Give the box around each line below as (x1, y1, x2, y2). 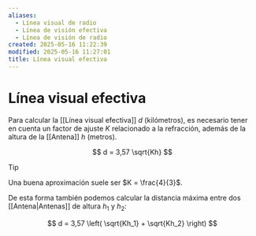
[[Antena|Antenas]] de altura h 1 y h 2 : (8, 201, 128, 212)
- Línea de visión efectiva (15, 26, 108, 34)
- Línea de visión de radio (15, 33, 108, 42)
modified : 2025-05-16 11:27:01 (8, 48, 111, 56)
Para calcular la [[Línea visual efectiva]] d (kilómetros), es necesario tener (8, 115, 248, 124)
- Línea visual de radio (15, 19, 97, 27)
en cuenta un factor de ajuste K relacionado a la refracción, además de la (8, 124, 247, 133)
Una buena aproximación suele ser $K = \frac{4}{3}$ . (8, 178, 183, 187)
